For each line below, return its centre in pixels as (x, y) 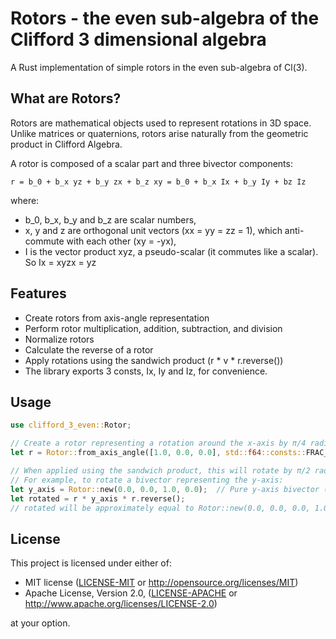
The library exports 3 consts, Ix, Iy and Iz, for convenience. (146, 371)
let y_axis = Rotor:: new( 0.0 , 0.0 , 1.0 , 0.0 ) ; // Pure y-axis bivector (165, 489)
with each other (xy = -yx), (121, 241)
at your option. (40, 623)
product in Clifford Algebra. (66, 144)
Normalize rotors (59, 339)
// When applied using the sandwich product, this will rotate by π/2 (160, 471)
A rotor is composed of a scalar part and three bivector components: (151, 163)
